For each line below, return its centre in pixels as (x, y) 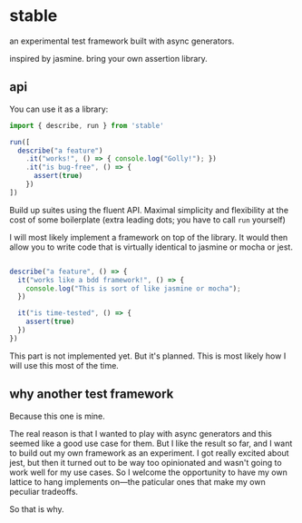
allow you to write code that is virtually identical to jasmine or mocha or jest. (151, 247)
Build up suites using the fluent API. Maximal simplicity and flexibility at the (149, 210)
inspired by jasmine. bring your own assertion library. (109, 58)
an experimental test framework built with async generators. (122, 41)
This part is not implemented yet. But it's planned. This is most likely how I (148, 356)
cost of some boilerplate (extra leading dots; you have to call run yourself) (147, 220)
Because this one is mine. (58, 416)
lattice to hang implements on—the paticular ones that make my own (137, 481)
